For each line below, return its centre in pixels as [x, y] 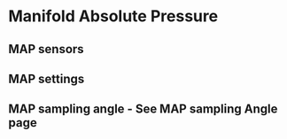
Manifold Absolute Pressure [113, 16]
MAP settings [47, 78]
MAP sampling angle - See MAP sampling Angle [143, 109]
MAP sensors [47, 49]
